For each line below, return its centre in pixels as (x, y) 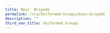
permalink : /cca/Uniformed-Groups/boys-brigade (55, 14)
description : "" (22, 18)
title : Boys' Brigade (27, 9)
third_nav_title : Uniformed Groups (42, 23)
